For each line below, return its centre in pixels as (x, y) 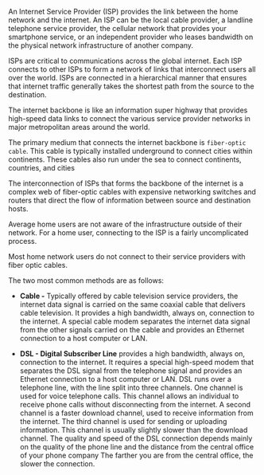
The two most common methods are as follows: (86, 281)
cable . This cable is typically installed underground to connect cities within (130, 151)
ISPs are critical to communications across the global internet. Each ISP (125, 61)
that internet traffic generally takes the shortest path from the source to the (131, 86)
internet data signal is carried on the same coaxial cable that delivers (132, 304)
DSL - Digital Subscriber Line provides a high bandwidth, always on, (132, 353)
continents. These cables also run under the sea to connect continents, (125, 159)
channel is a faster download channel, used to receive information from (136, 413)
